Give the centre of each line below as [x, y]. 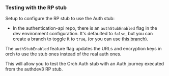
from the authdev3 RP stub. [34, 69]
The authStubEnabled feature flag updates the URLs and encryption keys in [83, 49]
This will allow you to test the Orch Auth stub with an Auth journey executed [85, 64]
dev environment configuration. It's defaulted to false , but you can [83, 34]
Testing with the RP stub [36, 8]
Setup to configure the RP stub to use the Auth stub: [60, 19]
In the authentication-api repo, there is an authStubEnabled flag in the [85, 28]
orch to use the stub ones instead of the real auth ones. [63, 54]
